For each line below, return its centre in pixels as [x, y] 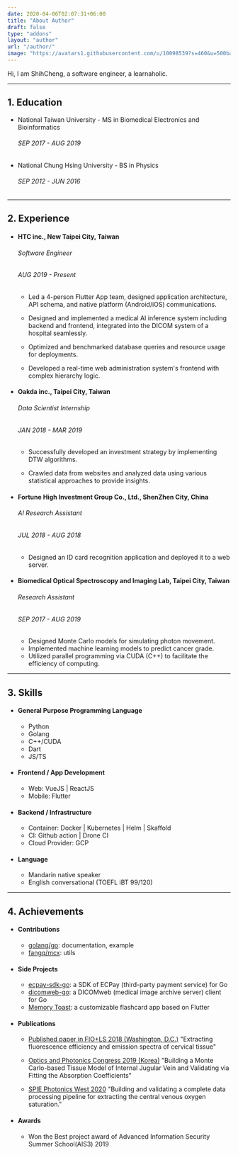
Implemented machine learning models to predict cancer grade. [121, 648]
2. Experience [39, 219]
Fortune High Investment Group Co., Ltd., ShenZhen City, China [113, 497]
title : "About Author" [41, 21]
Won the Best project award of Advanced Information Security [119, 1136]
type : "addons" [30, 34]
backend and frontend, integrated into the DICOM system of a [118, 325]
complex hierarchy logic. [64, 376]
